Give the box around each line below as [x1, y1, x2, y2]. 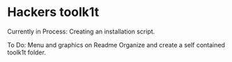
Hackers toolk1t [7, 4, 100, 20]
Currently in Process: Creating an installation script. [7, 27, 155, 36]
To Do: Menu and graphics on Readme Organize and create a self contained [7, 40, 225, 49]
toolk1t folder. [7, 48, 47, 56]
